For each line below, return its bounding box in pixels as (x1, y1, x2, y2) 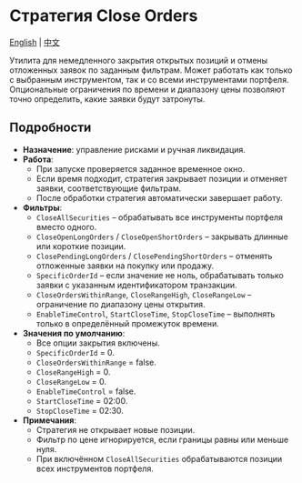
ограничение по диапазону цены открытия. (35, 298, 206, 309)
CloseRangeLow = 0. (35, 376, 107, 387)
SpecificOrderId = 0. (35, 347, 116, 357)
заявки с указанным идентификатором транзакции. (35, 279, 238, 290)
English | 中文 (9, 36, 61, 47)
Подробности (9, 120, 92, 136)
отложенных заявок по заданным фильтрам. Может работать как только (9, 65, 293, 75)
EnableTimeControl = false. (35, 386, 136, 397)
